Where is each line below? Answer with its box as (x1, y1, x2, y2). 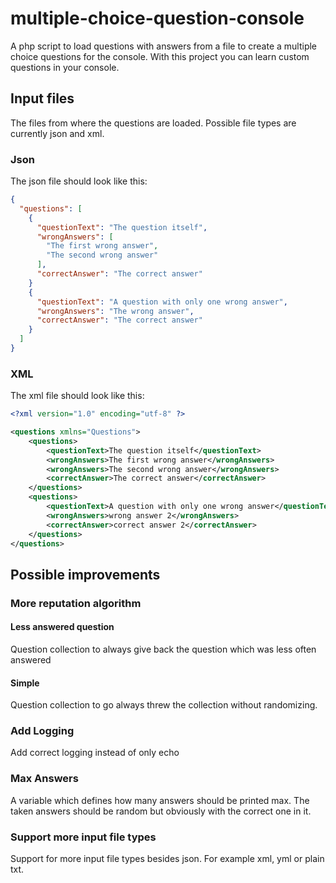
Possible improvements (10, 566, 161, 583)
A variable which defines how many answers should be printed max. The (10, 794, 310, 806)
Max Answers (10, 772, 79, 786)
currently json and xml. (10, 127, 105, 139)
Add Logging (10, 724, 75, 738)
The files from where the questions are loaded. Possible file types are (10, 117, 297, 129)
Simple (10, 677, 40, 689)
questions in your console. (10, 61, 120, 73)
